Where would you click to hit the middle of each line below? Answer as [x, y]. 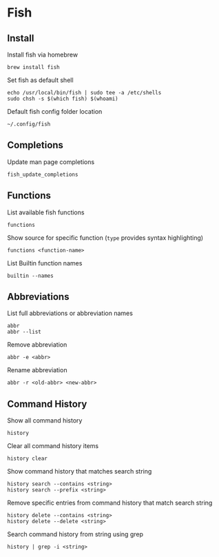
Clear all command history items [53, 446]
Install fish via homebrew [42, 54]
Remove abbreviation [37, 345]
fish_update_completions [43, 174]
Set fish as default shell [40, 80]
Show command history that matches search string [80, 472]
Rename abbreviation [37, 370]
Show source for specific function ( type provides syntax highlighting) [105, 237]
